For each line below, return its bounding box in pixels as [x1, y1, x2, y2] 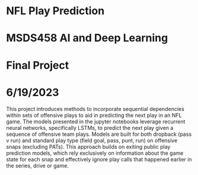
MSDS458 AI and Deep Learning [6, 31, 168, 45]
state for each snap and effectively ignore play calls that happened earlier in [6, 155, 192, 163]
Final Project [6, 58, 69, 72]
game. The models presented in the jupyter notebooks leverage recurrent [6, 117, 186, 125]
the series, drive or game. [6, 162, 69, 169]
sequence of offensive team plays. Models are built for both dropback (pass [6, 131, 192, 138]
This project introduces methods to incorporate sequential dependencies [6, 105, 185, 112]
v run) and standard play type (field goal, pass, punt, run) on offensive [6, 136, 178, 144]
